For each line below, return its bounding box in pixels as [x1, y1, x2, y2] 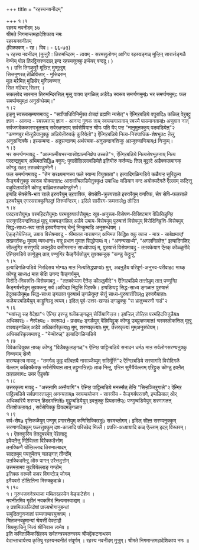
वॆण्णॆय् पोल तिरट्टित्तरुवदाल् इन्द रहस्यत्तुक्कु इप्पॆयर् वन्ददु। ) [6, 57, 113, 65]
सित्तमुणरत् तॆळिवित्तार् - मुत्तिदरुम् [6, 71, 66, 78]
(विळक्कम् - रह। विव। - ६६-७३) [6, 44, 71, 51]
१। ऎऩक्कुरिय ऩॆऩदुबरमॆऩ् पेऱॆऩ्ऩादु [6, 430, 67, 438]
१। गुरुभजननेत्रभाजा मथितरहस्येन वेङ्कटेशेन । [6, 490, 95, 497]
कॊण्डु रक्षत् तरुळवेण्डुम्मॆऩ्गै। [6, 164, 57, 171]
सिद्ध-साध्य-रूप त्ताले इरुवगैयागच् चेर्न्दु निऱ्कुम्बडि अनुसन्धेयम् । [6, 224, 121, 231]
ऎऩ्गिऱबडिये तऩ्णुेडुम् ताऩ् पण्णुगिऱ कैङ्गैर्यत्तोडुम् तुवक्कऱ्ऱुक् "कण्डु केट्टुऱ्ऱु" [6, 250, 137, 258]
